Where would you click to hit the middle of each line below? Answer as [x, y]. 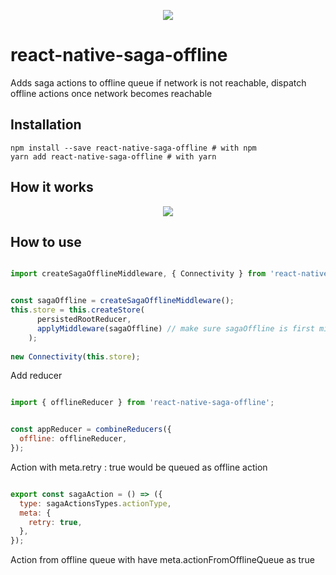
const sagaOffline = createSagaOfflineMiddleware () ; [122, 301]
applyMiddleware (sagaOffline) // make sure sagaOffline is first [175, 328]
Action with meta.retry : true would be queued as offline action [139, 467]
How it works [52, 187]
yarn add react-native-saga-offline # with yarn [113, 156]
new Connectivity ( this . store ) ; [75, 356]
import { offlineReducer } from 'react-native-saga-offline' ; [142, 403]
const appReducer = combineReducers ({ [91, 430]
